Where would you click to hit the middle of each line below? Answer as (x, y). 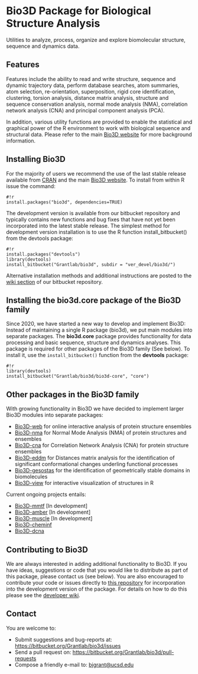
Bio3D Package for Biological (79, 11)
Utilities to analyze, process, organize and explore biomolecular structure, (96, 40)
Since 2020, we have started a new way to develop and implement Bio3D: (96, 324)
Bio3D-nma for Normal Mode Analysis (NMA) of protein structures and (100, 433)
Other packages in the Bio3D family (73, 394)
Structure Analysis (53, 23)
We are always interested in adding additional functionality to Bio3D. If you (97, 564)
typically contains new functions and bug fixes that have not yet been (91, 219)
